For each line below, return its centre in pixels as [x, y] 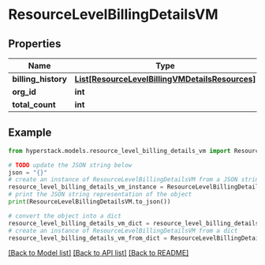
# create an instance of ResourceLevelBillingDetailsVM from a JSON [123, 180]
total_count [34, 105]
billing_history [39, 79]
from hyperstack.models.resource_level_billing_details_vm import [119, 151]
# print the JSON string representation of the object [100, 195]
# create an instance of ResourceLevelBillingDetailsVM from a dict [123, 230]
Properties [35, 44]
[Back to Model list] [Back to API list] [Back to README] [99, 253]
